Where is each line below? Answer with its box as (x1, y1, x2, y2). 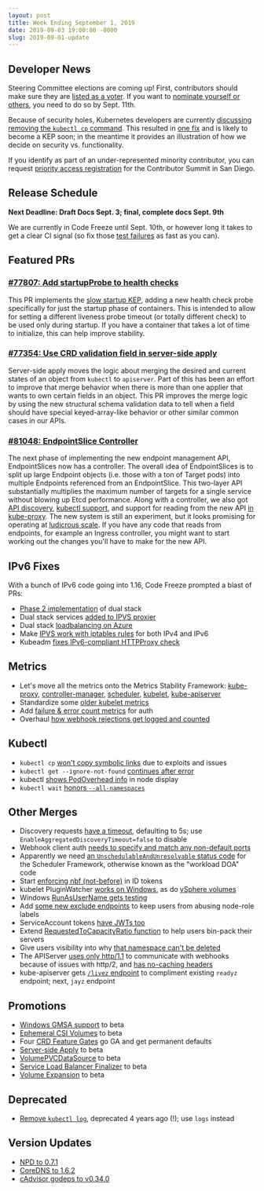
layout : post (8, 11, 51, 20)
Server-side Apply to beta (19, 1045, 104, 1054)
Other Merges (8, 806, 78, 819)
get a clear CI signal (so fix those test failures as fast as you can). (8, 231, 220, 240)
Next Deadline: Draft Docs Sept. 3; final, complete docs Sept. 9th (8, 207, 225, 217)
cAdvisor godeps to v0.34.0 (19, 1174, 110, 1183)
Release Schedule (8, 186, 98, 200)
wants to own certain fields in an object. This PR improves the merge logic (8, 390, 248, 400)
